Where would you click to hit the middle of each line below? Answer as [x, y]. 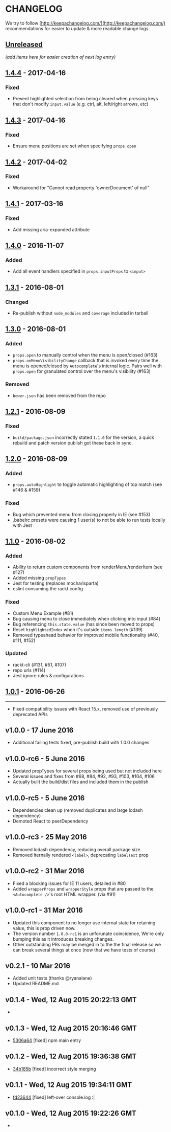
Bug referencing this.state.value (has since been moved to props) [84, 624]
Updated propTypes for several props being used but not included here [87, 771]
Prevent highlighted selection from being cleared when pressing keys [85, 99]
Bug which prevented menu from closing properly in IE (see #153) [81, 514]
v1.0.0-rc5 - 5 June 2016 [45, 798]
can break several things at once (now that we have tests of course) [84, 950]
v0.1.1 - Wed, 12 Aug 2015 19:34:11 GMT [69, 1085]
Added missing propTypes [39, 578]
